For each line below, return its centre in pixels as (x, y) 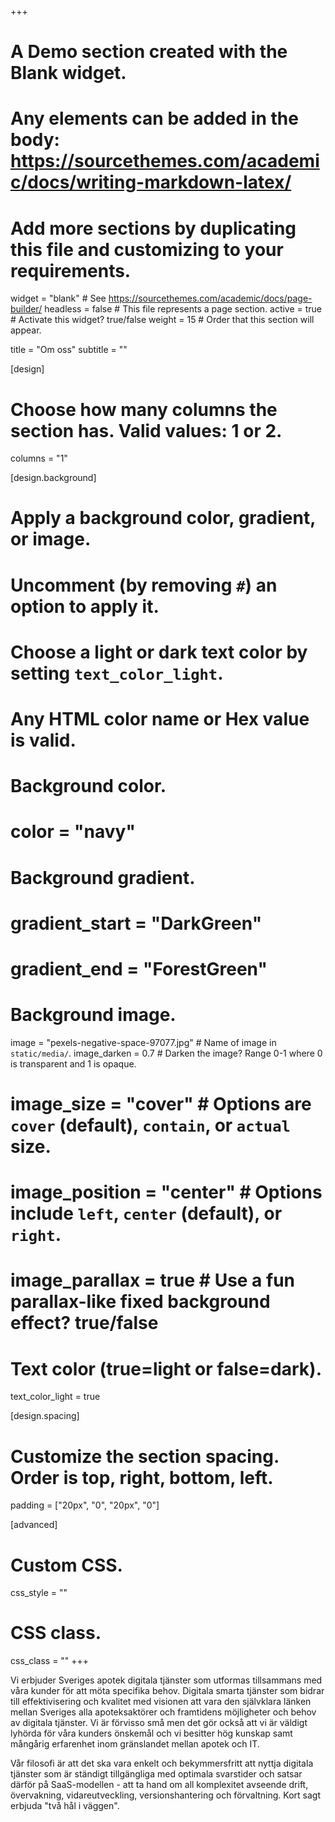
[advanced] (34, 1525)
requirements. (71, 270)
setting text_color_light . (117, 673)
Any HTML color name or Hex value (160, 719)
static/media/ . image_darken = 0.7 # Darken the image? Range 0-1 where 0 (166, 1053)
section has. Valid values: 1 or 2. (146, 430)
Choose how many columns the (144, 409)
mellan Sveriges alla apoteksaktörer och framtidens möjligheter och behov (163, 1712)
